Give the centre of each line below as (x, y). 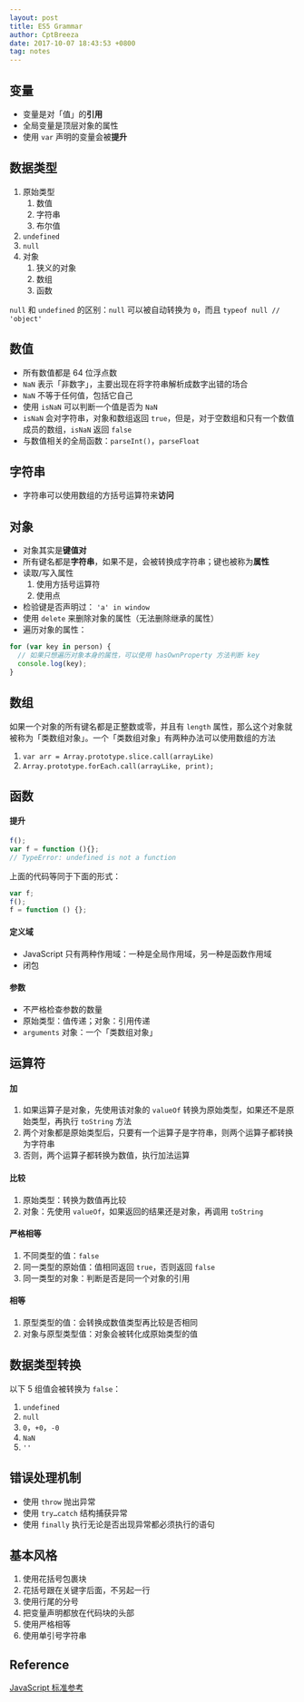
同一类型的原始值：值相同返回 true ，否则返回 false (119, 1267)
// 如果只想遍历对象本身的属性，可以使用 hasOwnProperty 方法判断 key (139, 655)
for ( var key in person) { (60, 647)
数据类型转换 (45, 1365)
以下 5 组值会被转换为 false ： (65, 1388)
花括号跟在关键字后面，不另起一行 (86, 1590)
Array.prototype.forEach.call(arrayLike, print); (118, 766)
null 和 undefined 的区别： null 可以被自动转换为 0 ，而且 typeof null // (145, 309)
